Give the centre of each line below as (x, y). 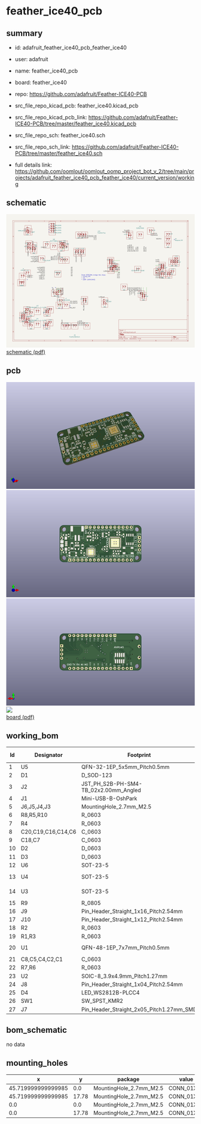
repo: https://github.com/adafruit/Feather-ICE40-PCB (81, 94)
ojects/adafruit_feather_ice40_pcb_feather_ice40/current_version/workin (104, 178)
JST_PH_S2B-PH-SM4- (112, 783)
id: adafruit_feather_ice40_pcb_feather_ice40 (71, 47)
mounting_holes (37, 1063)
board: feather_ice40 (41, 82)
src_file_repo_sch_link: (42, 147)
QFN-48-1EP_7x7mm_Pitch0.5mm (126, 948)
